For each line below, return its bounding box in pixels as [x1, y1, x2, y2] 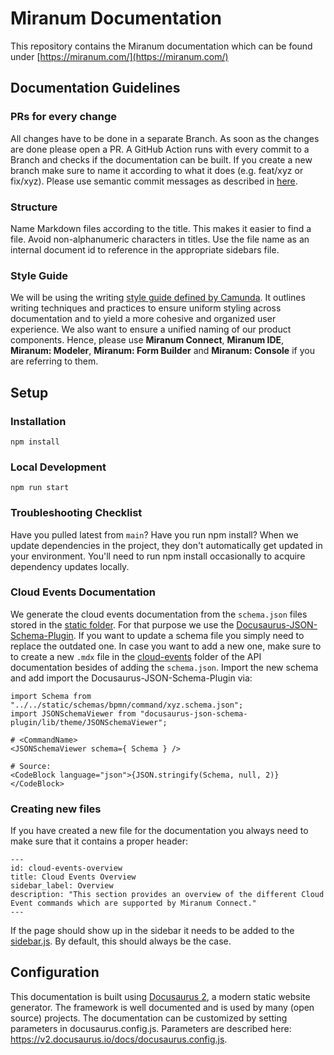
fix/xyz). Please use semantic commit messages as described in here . [10, 175, 298, 187]
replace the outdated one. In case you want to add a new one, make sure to [10, 640, 322, 652]
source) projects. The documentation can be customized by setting [10, 1012, 288, 1024]
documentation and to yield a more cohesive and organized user [10, 313, 277, 325]
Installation [10, 414, 67, 428]
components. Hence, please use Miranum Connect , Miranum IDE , [10, 334, 285, 346]
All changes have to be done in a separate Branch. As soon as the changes [10, 132, 320, 144]
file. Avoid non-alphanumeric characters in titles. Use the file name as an [10, 233, 310, 245]
